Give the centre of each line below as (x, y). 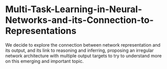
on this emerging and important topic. (45, 61)
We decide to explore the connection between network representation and (83, 45)
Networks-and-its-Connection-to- (79, 20)
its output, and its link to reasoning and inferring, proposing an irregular (79, 50)
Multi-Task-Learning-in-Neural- (74, 9)
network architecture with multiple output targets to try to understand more (83, 56)
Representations (41, 31)
